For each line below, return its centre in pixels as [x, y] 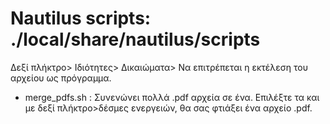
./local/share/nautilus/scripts [135, 39]
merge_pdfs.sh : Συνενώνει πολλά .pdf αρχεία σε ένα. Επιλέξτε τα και [172, 97]
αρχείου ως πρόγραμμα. [61, 78]
